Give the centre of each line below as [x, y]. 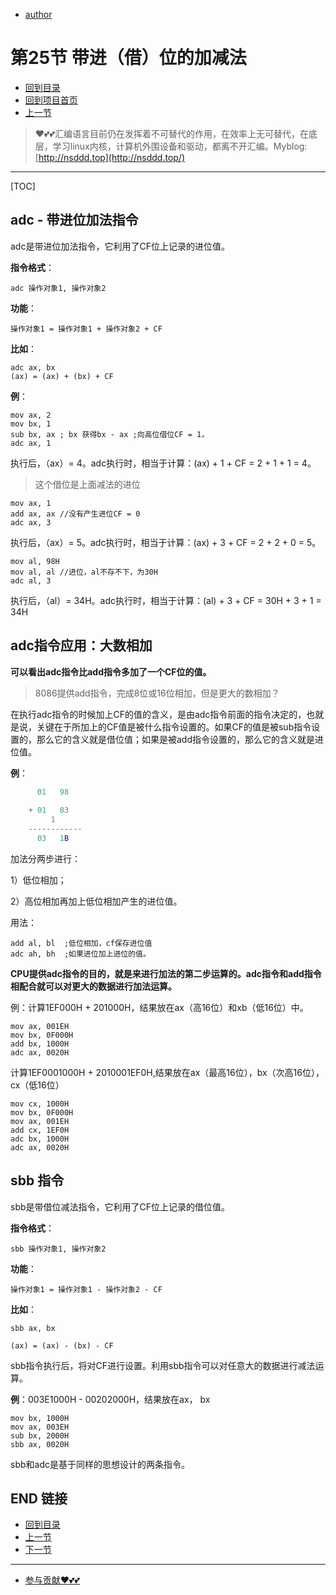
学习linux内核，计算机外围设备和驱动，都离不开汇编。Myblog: [180, 146]
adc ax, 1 [31, 443]
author [38, 14]
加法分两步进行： [45, 858]
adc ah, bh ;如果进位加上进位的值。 [80, 954]
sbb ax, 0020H [40, 1444]
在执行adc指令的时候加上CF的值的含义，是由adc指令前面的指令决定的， [158, 714]
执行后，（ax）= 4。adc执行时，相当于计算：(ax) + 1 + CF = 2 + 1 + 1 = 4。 [163, 463]
